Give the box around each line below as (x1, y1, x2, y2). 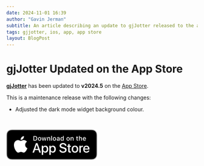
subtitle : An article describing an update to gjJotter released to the (6, 22, 194, 28)
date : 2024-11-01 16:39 (6, 10, 67, 16)
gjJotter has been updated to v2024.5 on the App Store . (6, 82, 149, 90)
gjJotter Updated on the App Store (6, 62, 183, 76)
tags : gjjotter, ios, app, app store (6, 29, 102, 35)
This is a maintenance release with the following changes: (6, 94, 151, 101)
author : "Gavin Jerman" (6, 16, 67, 22)
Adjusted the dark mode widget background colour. (15, 106, 144, 113)
